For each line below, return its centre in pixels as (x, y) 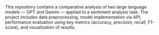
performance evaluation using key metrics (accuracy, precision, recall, (76, 22)
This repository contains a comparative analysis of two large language (76, 7)
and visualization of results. (48, 27)
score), (12, 27)
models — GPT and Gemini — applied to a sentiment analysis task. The (77, 12)
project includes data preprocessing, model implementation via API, (73, 17)
